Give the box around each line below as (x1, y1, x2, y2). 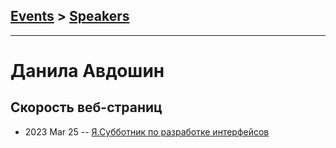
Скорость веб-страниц (10, 99, 163, 116)
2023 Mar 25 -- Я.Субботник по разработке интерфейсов (24, 125, 270, 138)
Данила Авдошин (10, 60, 165, 82)
